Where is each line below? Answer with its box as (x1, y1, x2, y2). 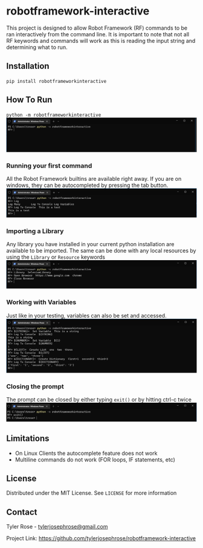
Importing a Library (6, 227, 64, 235)
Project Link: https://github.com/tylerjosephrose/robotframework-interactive (6, 535, 196, 542)
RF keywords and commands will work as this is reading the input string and (6, 37, 196, 44)
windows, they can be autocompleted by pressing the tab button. (6, 181, 169, 189)
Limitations (6, 434, 50, 444)
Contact (6, 507, 37, 517)
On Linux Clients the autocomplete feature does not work (14, 449, 158, 457)
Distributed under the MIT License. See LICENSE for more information (6, 489, 177, 497)
